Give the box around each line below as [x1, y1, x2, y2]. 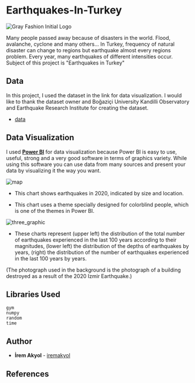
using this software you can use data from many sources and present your [6, 161, 186, 168]
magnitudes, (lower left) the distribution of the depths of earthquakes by [14, 242, 189, 249]
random [6, 315, 22, 321]
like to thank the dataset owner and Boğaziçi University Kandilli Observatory [6, 98, 190, 105]
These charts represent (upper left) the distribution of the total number [14, 230, 186, 237]
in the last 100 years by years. [14, 255, 87, 262]
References [6, 369, 49, 379]
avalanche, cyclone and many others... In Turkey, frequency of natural [6, 40, 175, 48]
